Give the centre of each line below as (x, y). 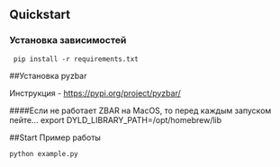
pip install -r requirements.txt (76, 59)
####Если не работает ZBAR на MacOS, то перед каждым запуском (140, 110)
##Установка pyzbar (48, 75)
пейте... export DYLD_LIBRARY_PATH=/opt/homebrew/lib (116, 119)
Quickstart (40, 15)
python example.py (44, 154)
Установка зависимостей (68, 40)
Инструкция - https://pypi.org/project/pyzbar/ (95, 92)
